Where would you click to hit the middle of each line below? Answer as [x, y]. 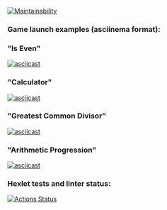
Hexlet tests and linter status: [59, 184]
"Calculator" [30, 82]
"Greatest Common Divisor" [57, 116]
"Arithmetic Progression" [52, 150]
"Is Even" [24, 48]
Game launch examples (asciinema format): [84, 29]
